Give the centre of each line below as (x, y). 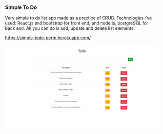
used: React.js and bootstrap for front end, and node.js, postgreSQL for (77, 23)
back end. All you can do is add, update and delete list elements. (70, 28)
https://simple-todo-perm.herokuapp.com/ (48, 38)
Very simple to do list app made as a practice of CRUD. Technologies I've (79, 18)
